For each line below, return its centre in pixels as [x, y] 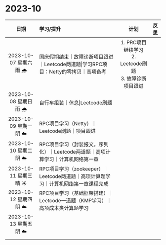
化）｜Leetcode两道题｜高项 [72, 152]
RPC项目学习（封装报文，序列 [74, 145]
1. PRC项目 [134, 42]
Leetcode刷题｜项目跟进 [67, 131]
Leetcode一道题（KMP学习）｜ [76, 201]
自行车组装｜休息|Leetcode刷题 [76, 103]
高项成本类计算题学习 [64, 208]
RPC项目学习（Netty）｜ [68, 124]
